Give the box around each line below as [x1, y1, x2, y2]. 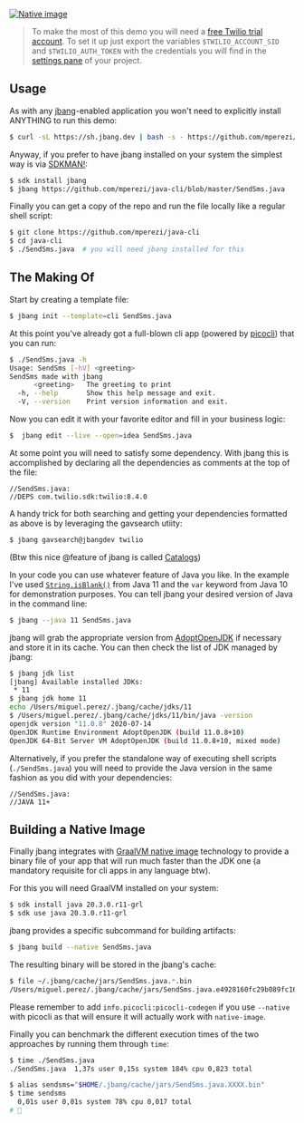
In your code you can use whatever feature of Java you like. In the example [9, 569, 290, 580]
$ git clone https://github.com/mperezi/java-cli [9, 228, 201, 237]
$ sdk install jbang [9, 176, 88, 185]
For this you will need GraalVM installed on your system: [9, 883, 219, 894]
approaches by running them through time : [9, 1038, 169, 1049]
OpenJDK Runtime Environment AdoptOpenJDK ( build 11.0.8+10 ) [9, 728, 245, 737]
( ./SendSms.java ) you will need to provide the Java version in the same [9, 762, 273, 773]
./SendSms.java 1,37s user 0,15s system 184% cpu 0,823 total [9, 1064, 253, 1073]
